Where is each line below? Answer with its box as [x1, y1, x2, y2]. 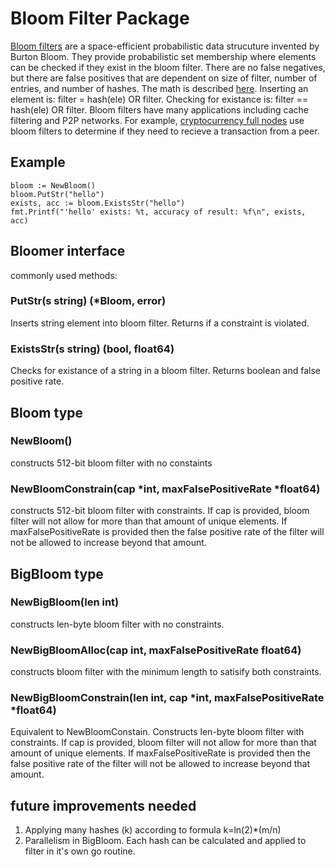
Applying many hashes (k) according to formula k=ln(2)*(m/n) [24, 824, 282, 836]
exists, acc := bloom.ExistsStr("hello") [10, 198, 186, 208]
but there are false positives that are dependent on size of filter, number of [10, 72, 318, 84]
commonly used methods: [10, 269, 118, 281]
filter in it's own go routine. [24, 845, 136, 857]
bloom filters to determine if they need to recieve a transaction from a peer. [10, 125, 320, 137]
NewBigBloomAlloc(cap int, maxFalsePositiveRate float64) [10, 643, 302, 657]
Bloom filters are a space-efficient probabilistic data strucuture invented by [10, 40, 320, 52]
